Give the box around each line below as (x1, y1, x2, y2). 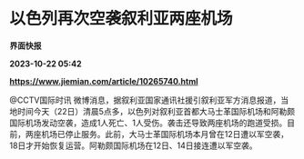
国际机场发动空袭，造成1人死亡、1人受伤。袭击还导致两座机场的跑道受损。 (9, 117, 288, 128)
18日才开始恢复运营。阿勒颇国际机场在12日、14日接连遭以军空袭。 (9, 140, 258, 151)
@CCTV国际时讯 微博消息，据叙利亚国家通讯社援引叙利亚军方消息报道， (9, 94, 281, 105)
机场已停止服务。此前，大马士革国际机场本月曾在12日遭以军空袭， (40, 128, 289, 139)
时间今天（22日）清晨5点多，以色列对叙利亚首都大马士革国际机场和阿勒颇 (16, 105, 296, 116)
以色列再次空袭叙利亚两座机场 (9, 8, 234, 29)
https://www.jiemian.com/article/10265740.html (9, 75, 198, 86)
